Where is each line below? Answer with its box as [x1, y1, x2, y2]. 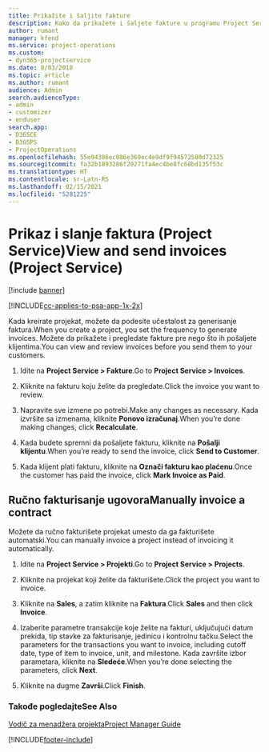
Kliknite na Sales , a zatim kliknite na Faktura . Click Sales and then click [19, 599, 254, 609]
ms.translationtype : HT [8, 168, 88, 176]
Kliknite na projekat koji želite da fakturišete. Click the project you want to [19, 575, 260, 585]
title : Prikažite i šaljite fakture [8, 11, 130, 20]
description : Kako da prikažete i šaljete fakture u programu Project [8, 19, 249, 27]
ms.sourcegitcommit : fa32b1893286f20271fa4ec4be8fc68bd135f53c [8, 161, 224, 169]
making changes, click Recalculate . [19, 422, 139, 432]
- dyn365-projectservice [8, 57, 91, 65]
